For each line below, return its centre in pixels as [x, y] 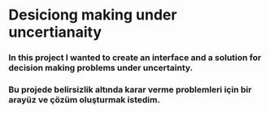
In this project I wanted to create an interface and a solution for [135, 58]
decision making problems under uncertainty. [101, 68]
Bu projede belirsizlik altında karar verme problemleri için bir [130, 89]
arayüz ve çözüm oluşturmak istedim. [85, 100]
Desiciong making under [93, 15]
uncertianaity [55, 32]
